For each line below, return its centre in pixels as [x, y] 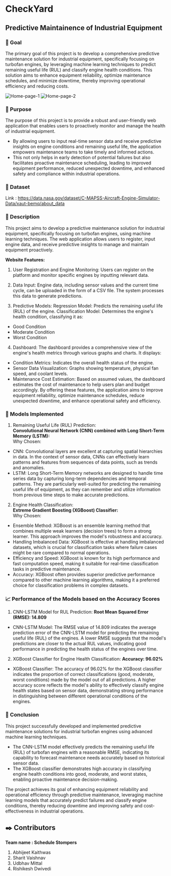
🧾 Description [22, 217]
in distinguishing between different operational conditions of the [80, 696]
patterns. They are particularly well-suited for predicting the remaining [87, 484]
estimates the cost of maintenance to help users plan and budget [81, 384]
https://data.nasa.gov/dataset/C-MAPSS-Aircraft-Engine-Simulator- [89, 198]
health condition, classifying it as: [48, 316]
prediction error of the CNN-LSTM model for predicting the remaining [86, 633]
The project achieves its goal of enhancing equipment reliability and [77, 789]
